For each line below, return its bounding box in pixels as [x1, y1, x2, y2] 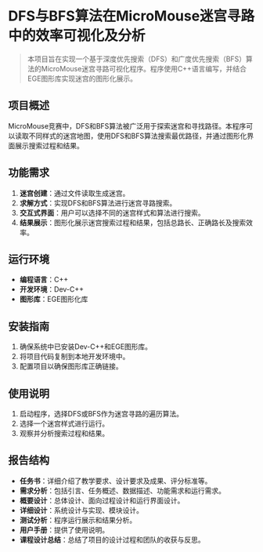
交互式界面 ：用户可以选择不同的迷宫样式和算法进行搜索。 [19, 208, 205, 217]
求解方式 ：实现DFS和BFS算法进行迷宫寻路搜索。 [19, 198, 177, 208]
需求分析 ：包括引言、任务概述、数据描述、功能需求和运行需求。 [19, 485, 225, 495]
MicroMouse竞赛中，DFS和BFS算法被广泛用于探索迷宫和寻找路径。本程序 [8, 121, 247, 130]
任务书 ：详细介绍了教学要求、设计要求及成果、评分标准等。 [19, 476, 212, 485]
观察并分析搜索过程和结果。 [19, 429, 110, 438]
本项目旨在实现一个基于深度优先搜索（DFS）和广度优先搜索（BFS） [27, 54, 247, 64]
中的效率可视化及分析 [8, 27, 146, 45]
